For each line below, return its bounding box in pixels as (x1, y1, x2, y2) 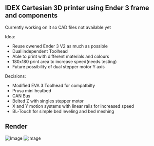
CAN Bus (12, 93, 31, 98)
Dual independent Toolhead (12, 48, 68, 54)
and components (5, 12, 58, 20)
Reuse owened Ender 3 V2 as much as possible (12, 43, 108, 49)
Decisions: (5, 73, 26, 79)
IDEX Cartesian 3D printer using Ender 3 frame (5, 4, 150, 12)
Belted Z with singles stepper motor (12, 98, 84, 104)
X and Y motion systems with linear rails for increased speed (12, 103, 134, 109)
